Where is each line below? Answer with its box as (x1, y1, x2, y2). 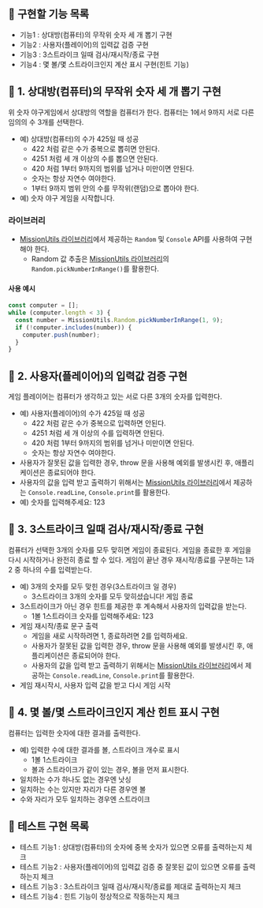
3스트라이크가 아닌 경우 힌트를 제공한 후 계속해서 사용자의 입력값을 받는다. (19, 601, 247, 610)
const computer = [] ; (8, 302, 80, 310)
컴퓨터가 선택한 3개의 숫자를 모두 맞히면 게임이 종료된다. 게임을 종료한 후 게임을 (8, 545, 252, 554)
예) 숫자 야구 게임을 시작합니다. (19, 193, 116, 203)
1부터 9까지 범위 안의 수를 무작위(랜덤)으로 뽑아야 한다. (31, 183, 199, 193)
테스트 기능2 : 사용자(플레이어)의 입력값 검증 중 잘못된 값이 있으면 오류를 (19, 861, 242, 871)
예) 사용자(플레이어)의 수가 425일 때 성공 (19, 409, 146, 418)
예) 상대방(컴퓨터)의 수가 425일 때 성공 (19, 133, 139, 144)
